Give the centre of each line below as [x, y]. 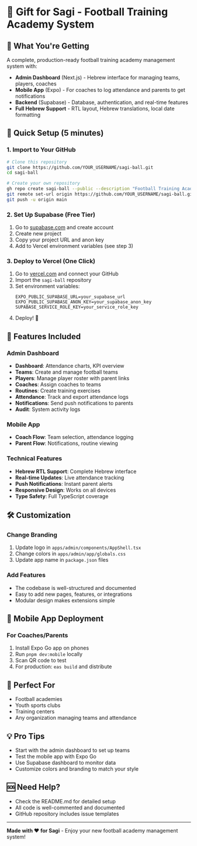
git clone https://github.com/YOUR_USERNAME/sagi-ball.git [80, 167]
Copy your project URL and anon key [59, 240]
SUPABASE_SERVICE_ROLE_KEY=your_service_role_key [77, 307]
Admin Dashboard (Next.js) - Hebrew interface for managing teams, [98, 77]
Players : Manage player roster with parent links [72, 378]
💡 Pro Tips [26, 736]
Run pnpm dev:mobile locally [49, 654]
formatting [27, 115]
